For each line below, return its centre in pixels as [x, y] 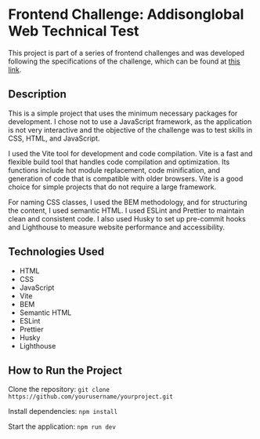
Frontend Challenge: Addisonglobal [126, 15]
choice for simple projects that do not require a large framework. [112, 187]
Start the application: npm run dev [62, 426]
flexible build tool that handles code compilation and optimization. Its [119, 162]
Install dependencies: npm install [63, 412]
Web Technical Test [74, 31]
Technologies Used [56, 252]
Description [37, 95]
